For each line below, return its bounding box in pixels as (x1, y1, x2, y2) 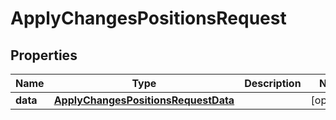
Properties (10, 47, 78, 64)
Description (244, 77, 302, 90)
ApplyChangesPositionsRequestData (53, 93, 235, 107)
